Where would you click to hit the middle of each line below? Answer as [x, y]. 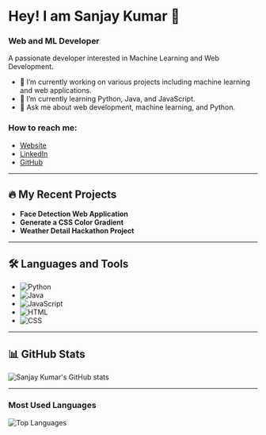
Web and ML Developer [54, 41]
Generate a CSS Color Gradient [72, 222]
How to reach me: [43, 128]
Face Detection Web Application [74, 214]
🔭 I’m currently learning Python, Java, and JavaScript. [107, 99]
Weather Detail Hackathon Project [77, 230]
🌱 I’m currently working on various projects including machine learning [135, 82]
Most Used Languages [52, 406]
